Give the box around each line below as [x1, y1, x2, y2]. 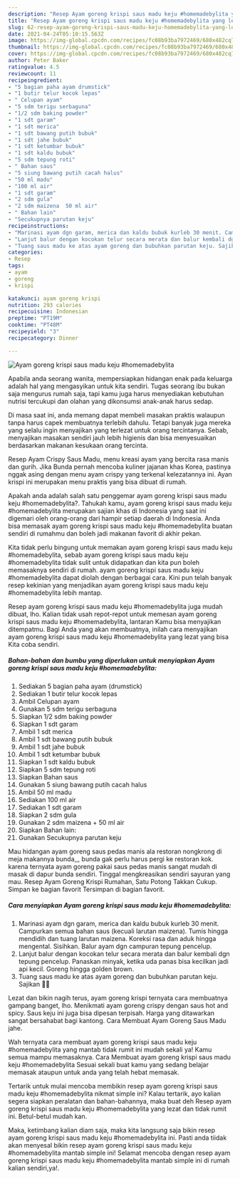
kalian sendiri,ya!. [8, 1163, 60, 1172]
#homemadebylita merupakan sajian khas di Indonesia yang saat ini [8, 507, 207, 515]
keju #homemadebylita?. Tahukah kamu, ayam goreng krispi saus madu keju [8, 499, 232, 507]
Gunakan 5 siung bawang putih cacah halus [18, 780, 147, 789]
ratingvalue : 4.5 [8, 63, 60, 71]
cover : [8, 51, 28, 58]
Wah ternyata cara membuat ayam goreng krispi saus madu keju [8, 1037, 197, 1046]
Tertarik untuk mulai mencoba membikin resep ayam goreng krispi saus [8, 1081, 218, 1090]
